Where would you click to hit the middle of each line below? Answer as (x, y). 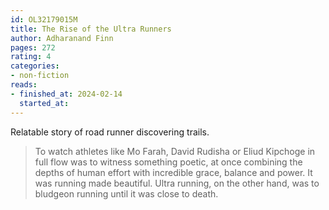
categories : (35, 66)
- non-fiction (40, 76)
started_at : (44, 103)
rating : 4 (31, 57)
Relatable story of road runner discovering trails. (110, 132)
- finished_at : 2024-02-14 (66, 94)
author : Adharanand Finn (62, 38)
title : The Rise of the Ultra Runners (91, 29)
